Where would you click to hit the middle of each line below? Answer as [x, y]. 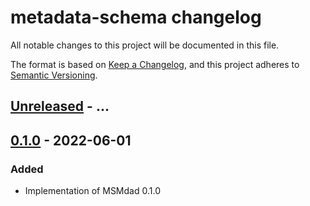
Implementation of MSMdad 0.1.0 [92, 191]
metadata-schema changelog [136, 17]
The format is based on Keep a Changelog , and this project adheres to [155, 64]
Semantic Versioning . [54, 75]
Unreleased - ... [60, 106]
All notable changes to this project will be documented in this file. [145, 45]
